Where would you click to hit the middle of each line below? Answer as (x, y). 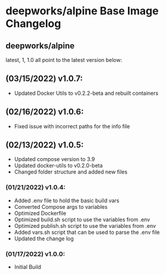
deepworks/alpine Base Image (82, 11)
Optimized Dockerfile (40, 213)
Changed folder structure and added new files (71, 172)
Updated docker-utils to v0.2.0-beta (58, 166)
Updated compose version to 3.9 (54, 159)
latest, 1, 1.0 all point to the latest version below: (64, 60)
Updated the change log (44, 238)
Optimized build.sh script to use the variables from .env (82, 220)
